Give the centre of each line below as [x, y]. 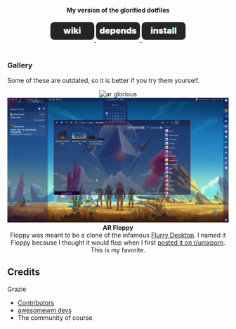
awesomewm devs [45, 310]
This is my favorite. [118, 250]
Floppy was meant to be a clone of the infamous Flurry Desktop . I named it [118, 235]
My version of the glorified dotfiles [118, 10]
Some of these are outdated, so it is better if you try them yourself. [104, 81]
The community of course [55, 317]
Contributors [36, 302]
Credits [24, 272]
